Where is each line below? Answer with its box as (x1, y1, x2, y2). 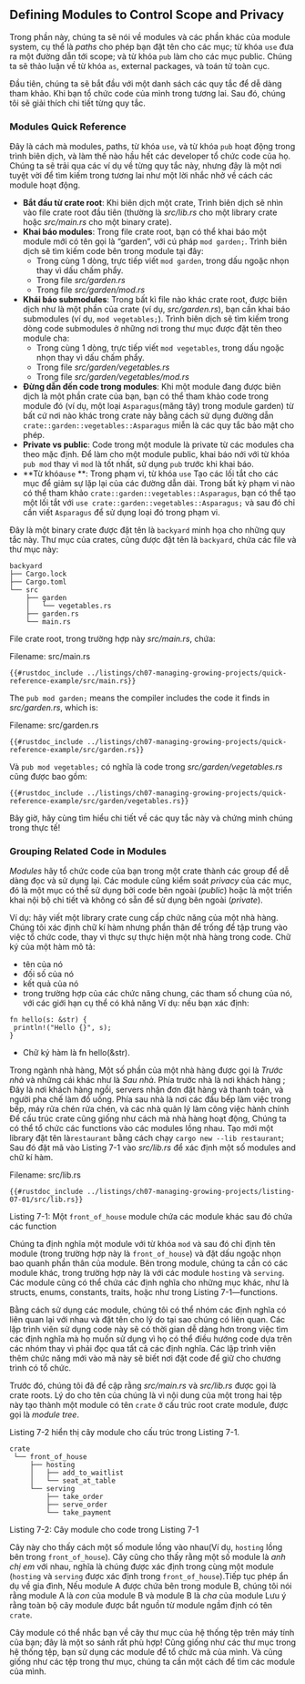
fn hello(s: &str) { (9, 1016, 88, 1025)
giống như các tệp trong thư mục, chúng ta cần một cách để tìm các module (9, 1657, 296, 1668)
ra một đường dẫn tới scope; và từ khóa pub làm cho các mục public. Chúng (9, 50, 293, 62)
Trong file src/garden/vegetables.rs (36, 362, 170, 373)
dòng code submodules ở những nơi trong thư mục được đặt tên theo (22, 323, 282, 334)
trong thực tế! (9, 822, 61, 833)
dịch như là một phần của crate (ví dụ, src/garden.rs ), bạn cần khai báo (22, 304, 290, 315)
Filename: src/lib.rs (9, 1169, 82, 1180)
